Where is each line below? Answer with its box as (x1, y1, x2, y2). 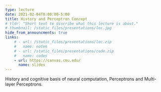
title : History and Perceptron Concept (5, 16, 88, 21)
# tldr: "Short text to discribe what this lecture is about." (5, 21, 139, 26)
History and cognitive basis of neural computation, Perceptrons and (5, 76, 144, 82)
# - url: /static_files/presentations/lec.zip (14, 40, 112, 45)
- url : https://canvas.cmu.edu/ (14, 58, 81, 63)
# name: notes (14, 44, 48, 49)
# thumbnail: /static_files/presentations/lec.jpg (5, 26, 112, 31)
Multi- (144, 76, 157, 82)
